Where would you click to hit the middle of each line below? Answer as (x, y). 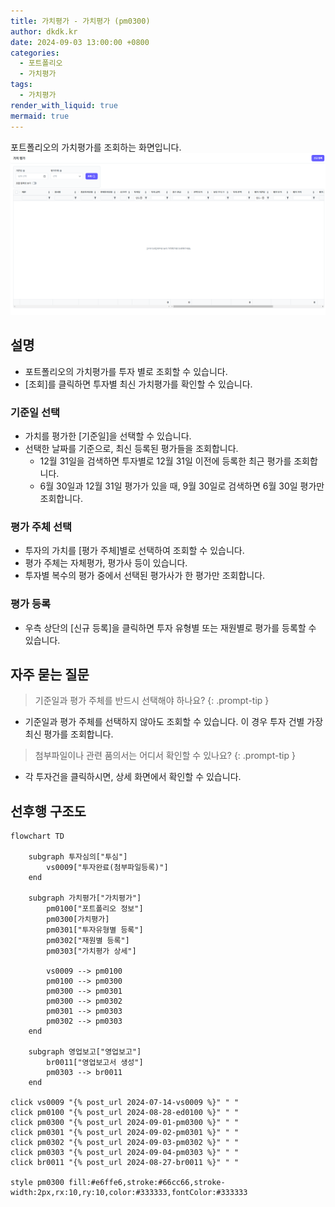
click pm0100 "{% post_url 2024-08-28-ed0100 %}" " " (125, 1113)
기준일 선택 (35, 412)
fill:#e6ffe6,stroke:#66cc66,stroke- (147, 1183)
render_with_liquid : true (64, 105)
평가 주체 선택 (41, 527)
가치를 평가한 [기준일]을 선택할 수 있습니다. (108, 436)
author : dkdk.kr (44, 31)
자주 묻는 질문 (50, 674)
